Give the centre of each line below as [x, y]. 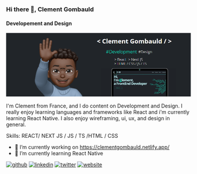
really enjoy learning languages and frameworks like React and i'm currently [98, 112]
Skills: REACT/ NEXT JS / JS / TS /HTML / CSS [62, 136]
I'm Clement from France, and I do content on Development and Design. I [94, 106]
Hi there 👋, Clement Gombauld [50, 9]
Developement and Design [39, 23]
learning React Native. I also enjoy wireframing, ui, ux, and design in [88, 119]
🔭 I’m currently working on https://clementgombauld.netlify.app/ [92, 147]
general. [16, 124]
